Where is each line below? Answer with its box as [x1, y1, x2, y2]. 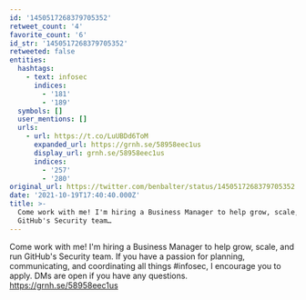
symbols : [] [17, 106, 64, 115]
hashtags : [17, 65, 55, 74]
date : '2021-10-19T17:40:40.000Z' [9, 191, 141, 200]
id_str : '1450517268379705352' [9, 38, 128, 48]
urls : [17, 124, 39, 133]
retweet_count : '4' [9, 22, 84, 31]
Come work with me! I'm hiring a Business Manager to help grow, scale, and [9, 241, 294, 252]
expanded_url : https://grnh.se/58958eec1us [33, 140, 202, 149]
